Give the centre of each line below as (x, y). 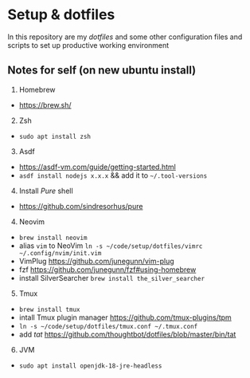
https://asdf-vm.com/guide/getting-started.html (97, 167)
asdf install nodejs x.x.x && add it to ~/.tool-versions (113, 175)
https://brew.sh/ (45, 104)
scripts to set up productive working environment (88, 45)
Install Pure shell (46, 191)
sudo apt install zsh (55, 136)
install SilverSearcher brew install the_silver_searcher (111, 278)
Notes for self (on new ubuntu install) (102, 71)
